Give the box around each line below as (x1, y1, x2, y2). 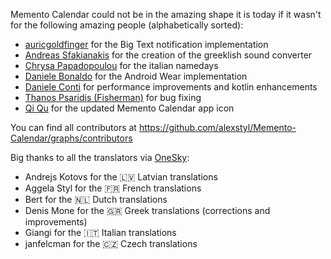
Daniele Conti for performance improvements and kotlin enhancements (24, 81, 318, 93)
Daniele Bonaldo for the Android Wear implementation (24, 70, 248, 82)
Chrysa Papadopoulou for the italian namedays (24, 60, 219, 71)
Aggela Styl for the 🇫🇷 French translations (24, 182, 202, 194)
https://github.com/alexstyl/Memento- (138, 122, 297, 133)
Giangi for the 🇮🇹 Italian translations (24, 227, 177, 238)
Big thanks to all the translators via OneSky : (10, 152, 190, 163)
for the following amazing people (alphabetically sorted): (10, 19, 244, 31)
